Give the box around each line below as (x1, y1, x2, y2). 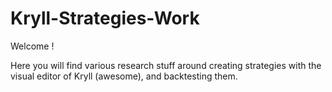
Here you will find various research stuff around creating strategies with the (10, 59, 322, 71)
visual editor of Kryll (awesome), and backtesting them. (10, 70, 238, 82)
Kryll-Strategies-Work (10, 7, 200, 30)
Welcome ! (10, 40, 55, 52)
